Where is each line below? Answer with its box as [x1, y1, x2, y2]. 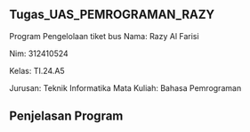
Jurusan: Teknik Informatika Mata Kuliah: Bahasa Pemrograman [9, 82, 242, 93]
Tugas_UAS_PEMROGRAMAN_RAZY [9, 7, 215, 22]
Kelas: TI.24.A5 [9, 65, 65, 76]
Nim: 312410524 [9, 48, 69, 59]
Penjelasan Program [9, 109, 124, 124]
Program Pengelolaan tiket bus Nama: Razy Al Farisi [9, 30, 199, 41]
